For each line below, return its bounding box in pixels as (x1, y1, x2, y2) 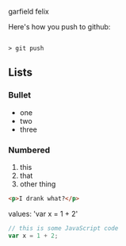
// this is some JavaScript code (8, 224, 119, 233)
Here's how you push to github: (8, 22, 111, 31)
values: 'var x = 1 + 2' (8, 209, 78, 218)
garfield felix (8, 7, 49, 16)
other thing (19, 179, 56, 189)
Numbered (8, 144, 50, 156)
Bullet (8, 90, 32, 101)
